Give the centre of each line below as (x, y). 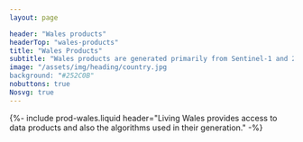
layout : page (34, 18)
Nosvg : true (32, 92)
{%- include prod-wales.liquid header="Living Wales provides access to (143, 118)
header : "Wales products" (58, 34)
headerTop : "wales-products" (64, 42)
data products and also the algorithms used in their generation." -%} (136, 128)
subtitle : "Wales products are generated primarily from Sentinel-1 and (149, 59)
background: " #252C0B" (52, 76)
